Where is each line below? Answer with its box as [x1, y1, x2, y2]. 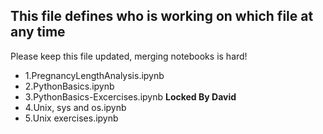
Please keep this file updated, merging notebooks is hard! [10, 50, 248, 62]
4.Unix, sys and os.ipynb [24, 101, 127, 113]
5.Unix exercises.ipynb [24, 112, 119, 124]
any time [10, 24, 66, 41]
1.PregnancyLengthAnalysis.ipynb [24, 69, 165, 81]
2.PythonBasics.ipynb [24, 80, 115, 92]
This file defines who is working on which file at [10, 8, 314, 25]
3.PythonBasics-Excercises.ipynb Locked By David [24, 90, 237, 103]
